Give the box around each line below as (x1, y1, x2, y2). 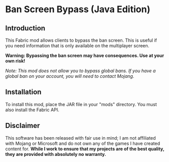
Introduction (5, 24, 46, 33)
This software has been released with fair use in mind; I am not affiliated (5, 135, 156, 141)
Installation (5, 88, 42, 96)
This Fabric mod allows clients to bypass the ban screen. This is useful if (5, 37, 157, 43)
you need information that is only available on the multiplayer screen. (5, 43, 150, 49)
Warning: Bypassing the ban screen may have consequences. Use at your (5, 52, 164, 58)
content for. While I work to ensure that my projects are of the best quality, (5, 146, 164, 152)
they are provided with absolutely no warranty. (5, 151, 107, 157)
